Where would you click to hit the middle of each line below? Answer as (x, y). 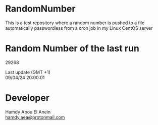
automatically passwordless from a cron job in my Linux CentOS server (79, 28)
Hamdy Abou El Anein (28, 112)
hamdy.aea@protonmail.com (35, 117)
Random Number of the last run (72, 49)
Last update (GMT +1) (28, 72)
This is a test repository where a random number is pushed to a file (75, 23)
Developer (27, 98)
